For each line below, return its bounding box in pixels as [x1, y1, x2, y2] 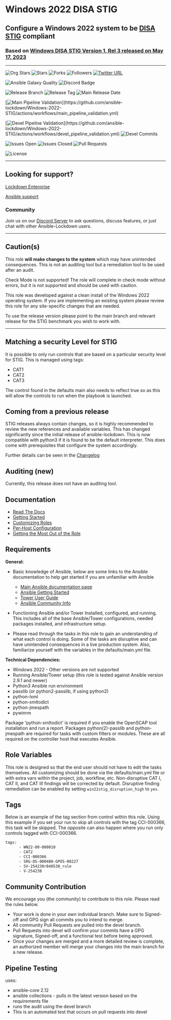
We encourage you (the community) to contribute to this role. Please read [5, 896, 160, 902]
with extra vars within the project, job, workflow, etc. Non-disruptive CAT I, [5, 775, 162, 781]
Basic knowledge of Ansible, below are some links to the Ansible [12, 569, 148, 575]
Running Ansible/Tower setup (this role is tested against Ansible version [12, 672, 163, 678]
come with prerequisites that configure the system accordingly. [5, 442, 138, 448]
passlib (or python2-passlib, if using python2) [12, 688, 109, 694]
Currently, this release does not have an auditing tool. [5, 480, 118, 487]
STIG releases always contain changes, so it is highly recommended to [5, 421, 154, 427]
